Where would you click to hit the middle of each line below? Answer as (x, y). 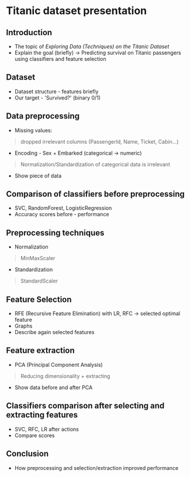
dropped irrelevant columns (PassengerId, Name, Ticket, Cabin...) (99, 141)
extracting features (42, 415)
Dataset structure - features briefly (56, 91)
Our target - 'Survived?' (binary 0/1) (58, 97)
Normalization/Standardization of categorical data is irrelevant (95, 164)
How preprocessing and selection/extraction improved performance (96, 468)
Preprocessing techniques (55, 233)
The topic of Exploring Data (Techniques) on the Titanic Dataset (92, 46)
